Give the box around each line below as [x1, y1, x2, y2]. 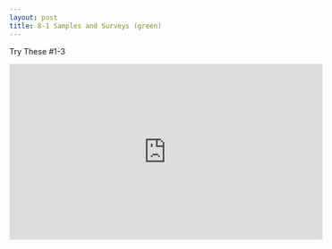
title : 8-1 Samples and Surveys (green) [9, 21, 163, 30]
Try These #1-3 [9, 46, 65, 56]
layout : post [9, 12, 58, 22]
